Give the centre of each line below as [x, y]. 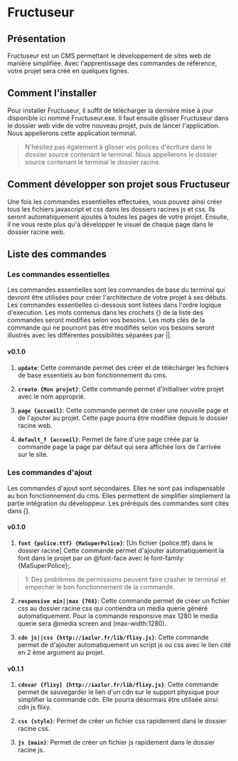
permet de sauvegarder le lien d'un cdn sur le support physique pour [119, 692]
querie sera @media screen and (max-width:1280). [92, 624]
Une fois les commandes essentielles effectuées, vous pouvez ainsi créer [115, 201]
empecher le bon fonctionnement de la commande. [100, 587]
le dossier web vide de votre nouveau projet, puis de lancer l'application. [114, 125]
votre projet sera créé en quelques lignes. [69, 71]
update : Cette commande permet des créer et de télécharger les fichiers [123, 367]
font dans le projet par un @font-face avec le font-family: [101, 558]
